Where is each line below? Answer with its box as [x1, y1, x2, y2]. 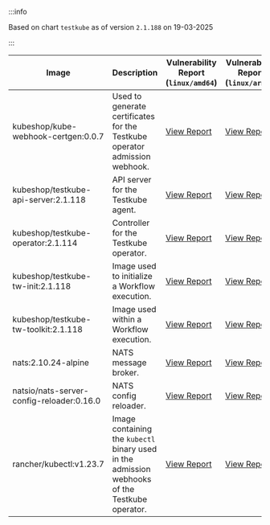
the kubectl [112, 433, 156, 445]
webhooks [112, 474, 152, 485]
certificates [112, 111, 155, 121]
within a [112, 314, 142, 325]
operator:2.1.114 [12, 237, 78, 248]
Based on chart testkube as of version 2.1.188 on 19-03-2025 [8, 23, 214, 31]
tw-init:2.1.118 [12, 281, 72, 292]
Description [112, 68, 158, 78]
